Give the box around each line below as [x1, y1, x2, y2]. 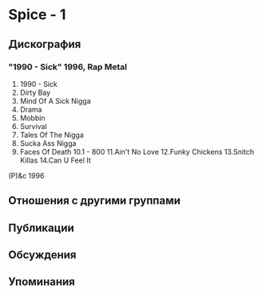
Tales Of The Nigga [19, 130, 84, 139]
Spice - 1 [8, 6, 66, 24]
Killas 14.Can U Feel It [19, 155, 92, 165]
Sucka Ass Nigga [19, 138, 77, 148]
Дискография [8, 37, 81, 51]
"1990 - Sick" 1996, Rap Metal [8, 61, 128, 73]
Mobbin [19, 113, 46, 123]
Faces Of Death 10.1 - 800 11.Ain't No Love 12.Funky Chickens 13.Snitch [19, 147, 254, 156]
